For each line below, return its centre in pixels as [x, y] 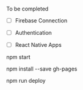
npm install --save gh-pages [42, 69]
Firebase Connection [41, 20]
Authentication [33, 33]
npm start [18, 57]
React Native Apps [38, 45]
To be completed [27, 9]
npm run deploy [26, 81]
